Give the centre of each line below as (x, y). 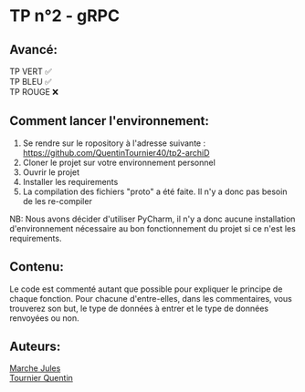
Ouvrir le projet (51, 172)
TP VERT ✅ (31, 71)
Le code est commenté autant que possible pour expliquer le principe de (146, 289)
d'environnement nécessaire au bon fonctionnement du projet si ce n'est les (153, 228)
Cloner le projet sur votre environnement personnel (119, 162)
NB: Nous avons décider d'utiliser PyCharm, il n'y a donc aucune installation (152, 219)
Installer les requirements (70, 181)
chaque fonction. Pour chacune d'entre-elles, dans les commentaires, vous (151, 298)
